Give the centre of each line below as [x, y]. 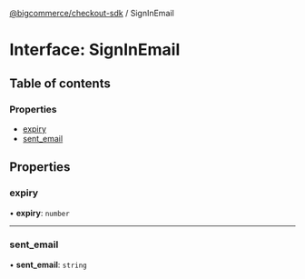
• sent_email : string [49, 264]
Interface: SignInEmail [95, 50]
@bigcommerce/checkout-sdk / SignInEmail [92, 13]
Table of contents [60, 83]
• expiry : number [39, 213]
